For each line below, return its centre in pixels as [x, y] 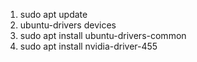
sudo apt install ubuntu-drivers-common [103, 35]
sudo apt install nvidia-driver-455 [88, 46]
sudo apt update [53, 14]
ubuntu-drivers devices [68, 25]
